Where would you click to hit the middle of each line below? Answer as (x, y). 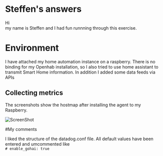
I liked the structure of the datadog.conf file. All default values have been (79, 139)
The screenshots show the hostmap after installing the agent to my (73, 105)
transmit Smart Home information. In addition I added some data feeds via (80, 72)
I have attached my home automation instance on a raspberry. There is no (80, 61)
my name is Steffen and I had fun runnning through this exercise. (71, 28)
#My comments (21, 129)
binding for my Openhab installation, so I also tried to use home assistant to (82, 67)
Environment (32, 48)
